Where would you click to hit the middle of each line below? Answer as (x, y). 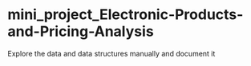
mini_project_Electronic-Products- (125, 15)
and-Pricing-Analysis (81, 31)
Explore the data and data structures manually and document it (111, 53)
